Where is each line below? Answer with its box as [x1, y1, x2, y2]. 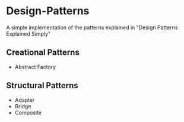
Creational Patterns [6, 48, 80, 58]
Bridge [14, 102, 31, 110]
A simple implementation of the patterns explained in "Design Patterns [6, 24, 178, 31]
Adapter [14, 96, 35, 104]
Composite [14, 109, 42, 116]
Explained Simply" [6, 30, 51, 37]
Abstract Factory [14, 63, 56, 70]
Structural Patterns [6, 80, 78, 90]
